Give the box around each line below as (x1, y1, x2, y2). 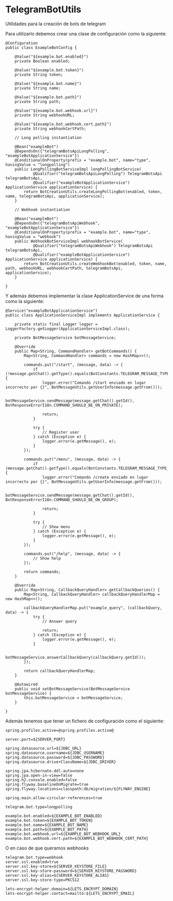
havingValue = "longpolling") (5, 162, 71, 167)
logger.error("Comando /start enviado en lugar (42, 380, 146, 385)
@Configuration (5, 40, 38, 46)
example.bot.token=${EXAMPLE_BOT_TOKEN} (5, 818, 94, 823)
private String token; (14, 72, 63, 77)
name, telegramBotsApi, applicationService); (5, 193, 105, 199)
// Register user (42, 430, 80, 435)
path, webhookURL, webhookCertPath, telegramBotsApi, (5, 266, 124, 271)
